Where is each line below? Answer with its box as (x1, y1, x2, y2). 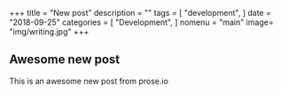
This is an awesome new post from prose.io (9, 75, 168, 86)
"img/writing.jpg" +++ (9, 27, 90, 36)
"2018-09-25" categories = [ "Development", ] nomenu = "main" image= (9, 17, 274, 28)
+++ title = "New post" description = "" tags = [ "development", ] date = (9, 8, 272, 18)
